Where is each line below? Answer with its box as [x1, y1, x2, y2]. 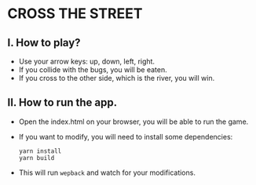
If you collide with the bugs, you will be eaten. [18, 65, 168, 74]
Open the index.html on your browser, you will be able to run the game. [18, 117, 249, 126]
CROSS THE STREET [7, 5, 143, 23]
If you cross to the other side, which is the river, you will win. [18, 74, 215, 82]
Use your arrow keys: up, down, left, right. [18, 56, 155, 66]
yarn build [18, 154, 55, 161]
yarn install [18, 147, 62, 155]
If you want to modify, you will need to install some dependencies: [18, 132, 233, 141]
